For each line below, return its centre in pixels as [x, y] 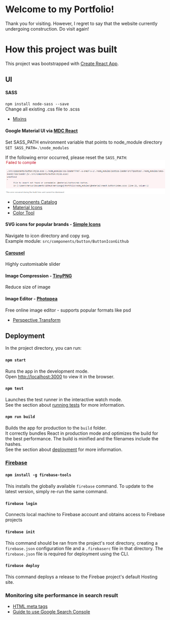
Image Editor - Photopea [31, 298]
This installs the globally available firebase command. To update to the [79, 486]
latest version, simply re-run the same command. [57, 492]
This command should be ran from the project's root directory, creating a [82, 543]
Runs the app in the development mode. [47, 371]
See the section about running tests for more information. [65, 405]
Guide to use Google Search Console [51, 612]
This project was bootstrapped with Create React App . [62, 63]
